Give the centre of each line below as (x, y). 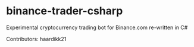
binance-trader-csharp (65, 11)
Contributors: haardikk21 (36, 39)
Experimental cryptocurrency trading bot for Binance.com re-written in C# (97, 27)
